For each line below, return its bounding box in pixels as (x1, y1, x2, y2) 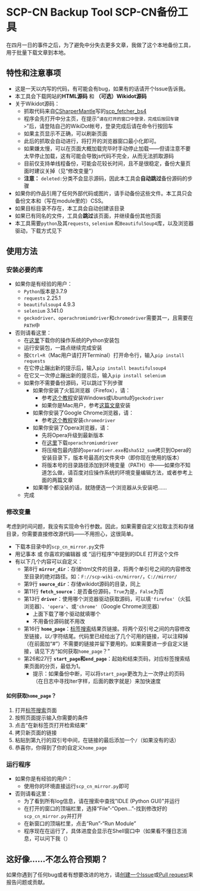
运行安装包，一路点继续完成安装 (23, 344, 102, 352)
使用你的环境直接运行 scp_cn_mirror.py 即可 (23, 783, 130, 790)
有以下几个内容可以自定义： (14, 557, 83, 565)
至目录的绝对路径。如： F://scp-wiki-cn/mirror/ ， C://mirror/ (23, 572, 177, 580)
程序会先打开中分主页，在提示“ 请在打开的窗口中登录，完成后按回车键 (23, 115, 179, 122)
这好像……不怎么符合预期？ (6, 854, 108, 864)
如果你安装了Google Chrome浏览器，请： (32, 409, 135, 416)
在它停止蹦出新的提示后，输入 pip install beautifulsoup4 (23, 364, 167, 371)
